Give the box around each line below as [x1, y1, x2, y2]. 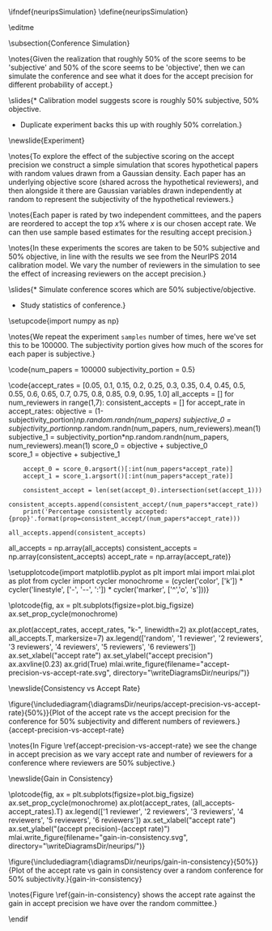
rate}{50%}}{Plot [8, 708, 66, 717]
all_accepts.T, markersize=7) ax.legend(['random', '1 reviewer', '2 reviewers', [8, 633, 263, 643]
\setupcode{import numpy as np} [8, 316, 120, 325]
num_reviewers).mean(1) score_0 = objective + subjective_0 [8, 441, 208, 450]
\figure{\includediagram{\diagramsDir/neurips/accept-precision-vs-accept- [8, 699, 261, 709]
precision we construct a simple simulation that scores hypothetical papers [8, 160, 259, 169]
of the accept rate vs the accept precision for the [66, 708, 231, 717]
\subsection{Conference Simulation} [8, 38, 130, 48]
